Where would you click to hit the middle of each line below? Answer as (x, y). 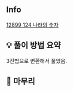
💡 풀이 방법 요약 (34, 45)
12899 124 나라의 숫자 (32, 25)
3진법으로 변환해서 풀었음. (37, 61)
